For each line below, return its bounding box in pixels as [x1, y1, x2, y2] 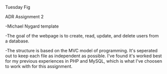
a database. [5, 38, 29, 44]
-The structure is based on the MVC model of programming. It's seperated [5, 48, 158, 53]
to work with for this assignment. [5, 64, 73, 69]
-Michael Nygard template [5, 23, 59, 29]
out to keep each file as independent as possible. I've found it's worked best [5, 53, 162, 59]
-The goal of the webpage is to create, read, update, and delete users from [5, 33, 159, 38]
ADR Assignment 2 [5, 14, 44, 19]
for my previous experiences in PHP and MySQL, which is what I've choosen [5, 58, 163, 64]
